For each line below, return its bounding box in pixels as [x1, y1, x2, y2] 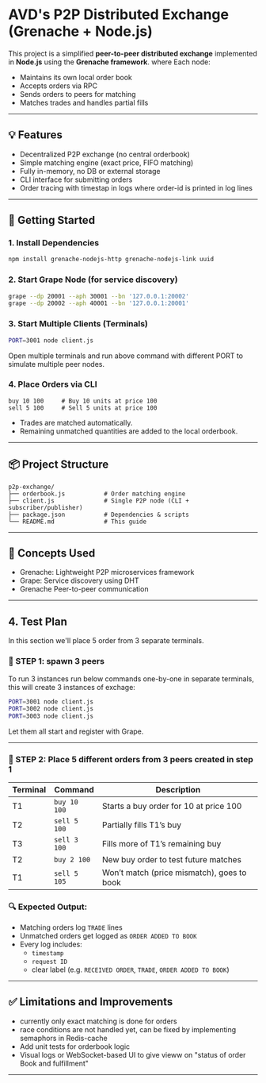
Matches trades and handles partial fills [19, 98, 149, 107]
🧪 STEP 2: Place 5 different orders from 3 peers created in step [8, 754, 253, 765]
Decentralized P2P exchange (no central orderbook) [19, 149, 190, 159]
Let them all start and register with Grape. [8, 726, 144, 736]
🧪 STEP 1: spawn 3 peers [8, 656, 105, 667]
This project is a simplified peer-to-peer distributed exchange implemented [8, 48, 257, 58]
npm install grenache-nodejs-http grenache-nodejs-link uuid [8, 256, 215, 264]
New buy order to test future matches [101, 854, 241, 865]
